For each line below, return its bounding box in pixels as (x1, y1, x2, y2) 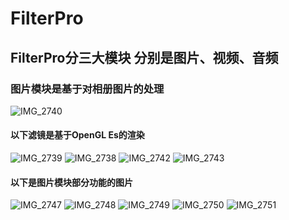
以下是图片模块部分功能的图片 (10, 176, 133, 188)
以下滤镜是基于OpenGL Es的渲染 (10, 129, 145, 141)
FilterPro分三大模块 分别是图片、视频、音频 (10, 49, 279, 66)
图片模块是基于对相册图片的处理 (10, 82, 165, 96)
